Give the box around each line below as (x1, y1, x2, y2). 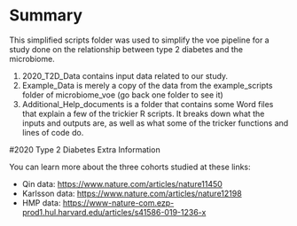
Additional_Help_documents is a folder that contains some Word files (21, 98, 274, 109)
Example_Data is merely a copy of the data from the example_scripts (21, 80, 273, 90)
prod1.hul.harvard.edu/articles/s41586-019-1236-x (21, 207, 207, 217)
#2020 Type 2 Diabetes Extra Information (9, 144, 161, 155)
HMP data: (21, 197, 61, 208)
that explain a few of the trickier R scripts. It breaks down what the (21, 108, 265, 119)
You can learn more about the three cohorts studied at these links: (9, 161, 251, 172)
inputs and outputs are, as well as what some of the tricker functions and (21, 117, 289, 129)
